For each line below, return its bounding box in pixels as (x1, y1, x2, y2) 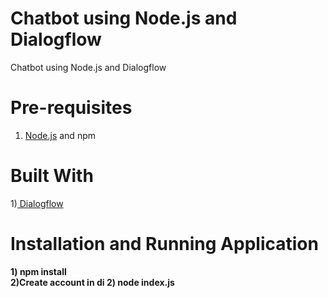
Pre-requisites (10, 97, 133, 119)
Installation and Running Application (10, 233, 319, 255)
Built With (10, 165, 94, 187)
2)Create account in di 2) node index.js (10, 276, 175, 288)
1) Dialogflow (10, 197, 64, 209)
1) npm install (10, 265, 67, 277)
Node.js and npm (24, 129, 96, 141)
